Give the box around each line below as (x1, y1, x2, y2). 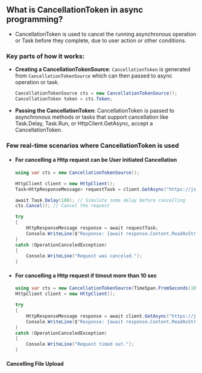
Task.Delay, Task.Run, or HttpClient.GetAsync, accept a (14, 119, 153, 127)
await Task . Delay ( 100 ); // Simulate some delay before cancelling (14, 197, 186, 203)
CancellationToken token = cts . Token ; (14, 96, 113, 102)
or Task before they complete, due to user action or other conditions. (14, 36, 187, 44)
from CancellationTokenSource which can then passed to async (14, 72, 173, 79)
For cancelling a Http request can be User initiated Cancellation (14, 156, 177, 163)
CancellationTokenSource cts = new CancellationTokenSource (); (14, 90, 178, 96)
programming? (6, 15, 63, 25)
